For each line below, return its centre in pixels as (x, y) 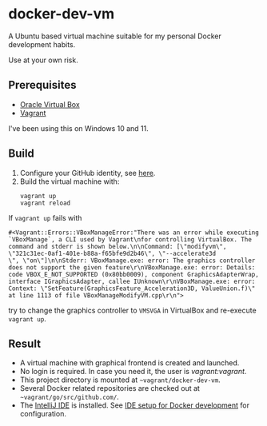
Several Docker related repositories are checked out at (110, 388)
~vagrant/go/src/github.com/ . (70, 397)
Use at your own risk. (43, 60)
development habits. (42, 44)
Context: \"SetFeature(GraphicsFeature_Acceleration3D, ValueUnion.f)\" (132, 289)
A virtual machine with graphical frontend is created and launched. (130, 363)
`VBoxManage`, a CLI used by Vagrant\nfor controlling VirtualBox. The (130, 239)
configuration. (43, 414)
